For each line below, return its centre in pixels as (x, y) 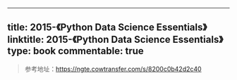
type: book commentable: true (76, 51)
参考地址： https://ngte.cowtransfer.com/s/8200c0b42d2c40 (113, 69)
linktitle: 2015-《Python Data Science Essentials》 (115, 40)
